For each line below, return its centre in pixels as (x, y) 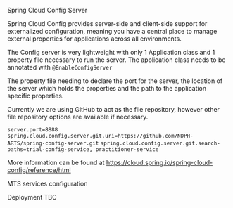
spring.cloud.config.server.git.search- (160, 143)
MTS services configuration (48, 183)
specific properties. (36, 96)
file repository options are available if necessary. (78, 117)
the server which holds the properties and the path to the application (107, 88)
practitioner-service (127, 150)
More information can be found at (56, 162)
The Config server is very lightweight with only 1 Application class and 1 (111, 52)
